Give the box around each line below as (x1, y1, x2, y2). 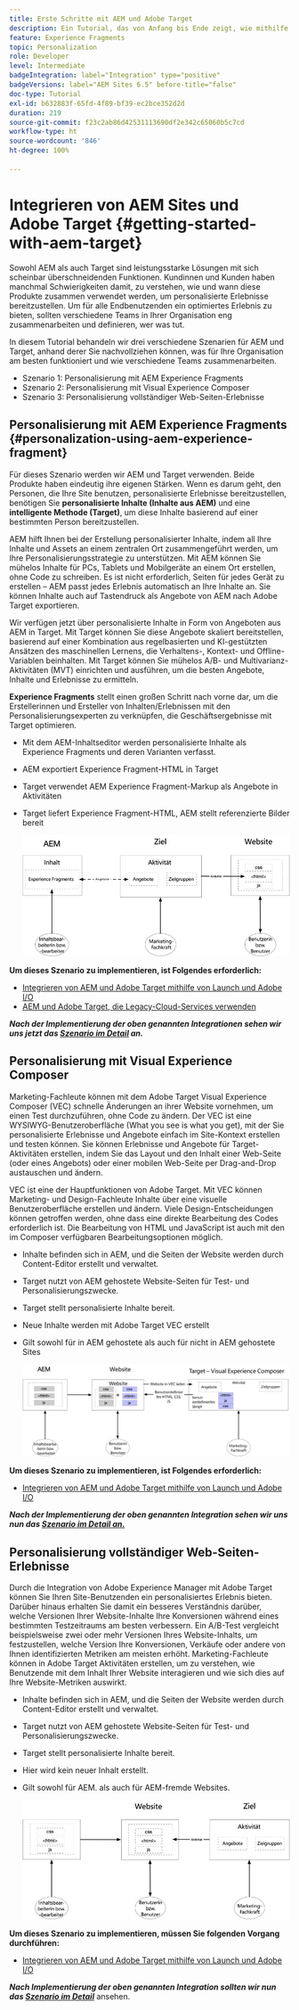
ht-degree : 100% (9, 146, 69, 155)
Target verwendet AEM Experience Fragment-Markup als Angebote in (21, 781, 279, 792)
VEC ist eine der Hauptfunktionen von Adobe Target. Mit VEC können (9, 1184, 263, 1194)
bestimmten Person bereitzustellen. (9, 516, 140, 527)
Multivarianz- (239, 655, 289, 666)
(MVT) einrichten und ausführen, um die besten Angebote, (50, 664, 265, 675)
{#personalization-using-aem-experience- (9, 431, 254, 447)
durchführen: (9, 1937, 60, 1948)
